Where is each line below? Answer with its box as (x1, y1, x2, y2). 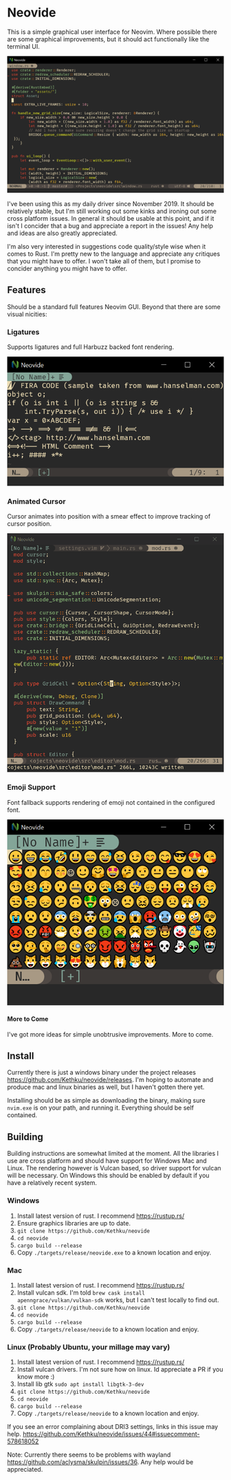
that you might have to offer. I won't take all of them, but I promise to (7, 257, 201, 265)
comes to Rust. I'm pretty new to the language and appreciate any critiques (7, 250, 221, 258)
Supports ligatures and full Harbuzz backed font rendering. (7, 343, 174, 351)
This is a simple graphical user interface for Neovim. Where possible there (7, 28, 218, 36)
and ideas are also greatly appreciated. (7, 229, 118, 237)
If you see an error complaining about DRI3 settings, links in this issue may (7, 1423, 219, 1431)
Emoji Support (7, 783, 56, 792)
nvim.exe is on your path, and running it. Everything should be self (7, 1103, 195, 1112)
